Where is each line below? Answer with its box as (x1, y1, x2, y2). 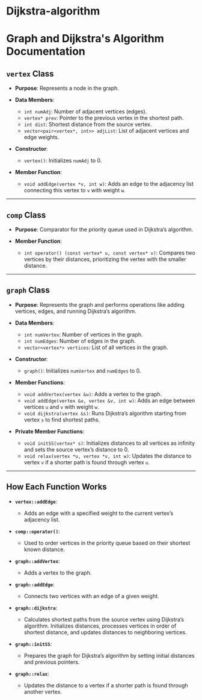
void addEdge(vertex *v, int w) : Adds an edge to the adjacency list (23, 180, 194, 188)
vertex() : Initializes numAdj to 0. (23, 157, 102, 164)
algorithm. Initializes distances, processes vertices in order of (23, 622, 177, 629)
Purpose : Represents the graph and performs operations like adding (14, 301, 185, 308)
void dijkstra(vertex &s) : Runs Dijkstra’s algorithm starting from (23, 409, 186, 417)
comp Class (6, 210, 46, 220)
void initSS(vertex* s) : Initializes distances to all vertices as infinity (23, 439, 195, 447)
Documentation (6, 45, 86, 58)
